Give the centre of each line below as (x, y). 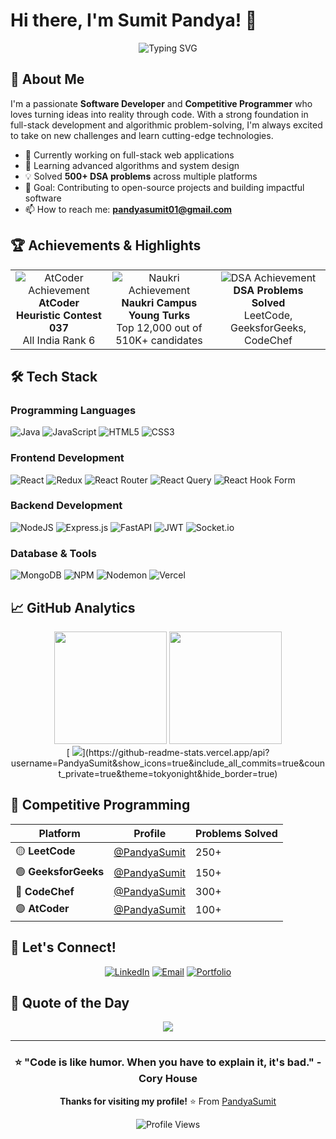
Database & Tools (53, 553)
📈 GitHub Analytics (73, 607)
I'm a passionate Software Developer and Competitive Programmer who (161, 103)
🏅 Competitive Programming (100, 805)
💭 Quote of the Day (70, 1002)
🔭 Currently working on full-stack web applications (129, 155)
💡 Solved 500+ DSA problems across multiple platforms (141, 176)
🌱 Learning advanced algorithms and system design (132, 165)
